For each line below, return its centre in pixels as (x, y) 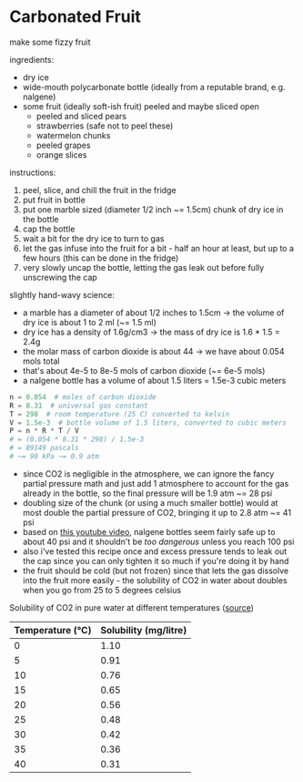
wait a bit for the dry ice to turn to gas (93, 238)
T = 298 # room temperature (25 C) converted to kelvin (120, 414)
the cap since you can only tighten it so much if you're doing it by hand (156, 561)
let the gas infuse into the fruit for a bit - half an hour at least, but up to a (158, 248)
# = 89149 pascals (44, 448)
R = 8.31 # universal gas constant (79, 406)
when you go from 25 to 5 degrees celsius (102, 590)
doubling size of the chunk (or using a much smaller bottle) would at (150, 502)
